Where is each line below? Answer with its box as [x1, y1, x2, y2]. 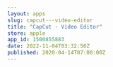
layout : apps [7, 10, 46, 17]
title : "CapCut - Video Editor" [7, 23, 102, 30]
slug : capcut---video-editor [7, 17, 93, 24]
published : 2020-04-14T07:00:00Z [7, 50, 106, 57]
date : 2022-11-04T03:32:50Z [7, 43, 90, 50]
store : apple [7, 29, 46, 37]
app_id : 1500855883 [7, 36, 65, 43]
